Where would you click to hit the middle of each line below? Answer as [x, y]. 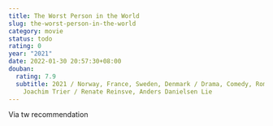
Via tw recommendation [48, 115]
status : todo [30, 39]
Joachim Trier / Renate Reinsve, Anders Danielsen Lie [118, 91]
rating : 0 [25, 46]
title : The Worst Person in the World [74, 16]
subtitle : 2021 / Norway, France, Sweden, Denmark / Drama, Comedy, [134, 84]
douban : [22, 69]
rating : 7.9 [36, 76]
